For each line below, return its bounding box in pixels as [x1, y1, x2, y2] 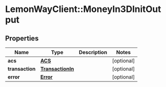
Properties [5, 34, 39, 42]
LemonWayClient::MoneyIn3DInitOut [5, 3, 162, 15]
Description [79, 49, 107, 55]
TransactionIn [40, 65, 74, 72]
